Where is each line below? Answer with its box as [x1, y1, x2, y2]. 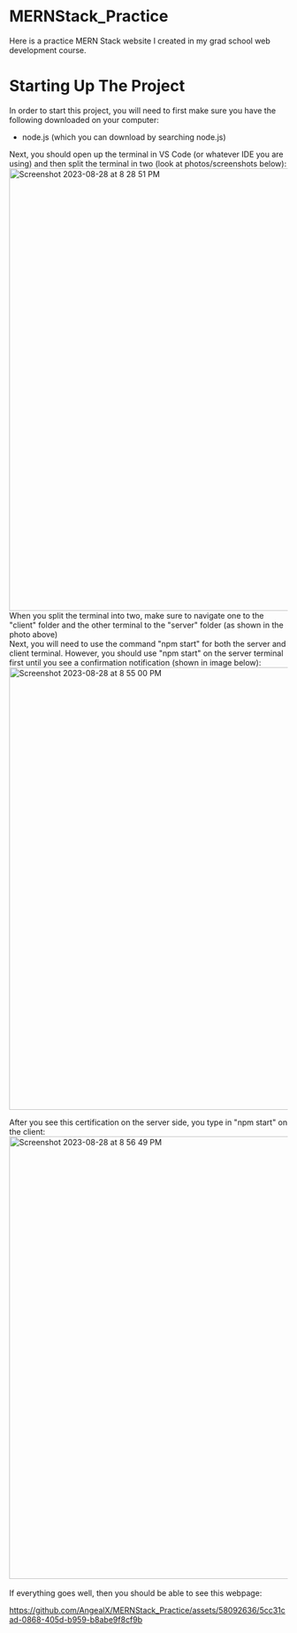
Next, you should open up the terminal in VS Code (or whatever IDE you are [9, 149, 285, 159]
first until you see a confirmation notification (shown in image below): [9, 657, 262, 667]
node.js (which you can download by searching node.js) [21, 131, 227, 143]
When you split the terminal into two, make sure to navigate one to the [9, 610, 264, 620]
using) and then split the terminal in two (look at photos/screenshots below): [9, 158, 287, 169]
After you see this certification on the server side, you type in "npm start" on [9, 1117, 288, 1128]
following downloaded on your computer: [9, 114, 159, 125]
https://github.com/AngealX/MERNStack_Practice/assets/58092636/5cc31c [9, 1605, 286, 1615]
